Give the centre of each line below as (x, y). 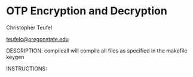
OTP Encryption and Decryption (87, 11)
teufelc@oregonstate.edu (38, 39)
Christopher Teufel (29, 27)
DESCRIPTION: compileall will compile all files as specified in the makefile (97, 50)
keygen (15, 57)
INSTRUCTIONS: (27, 68)
